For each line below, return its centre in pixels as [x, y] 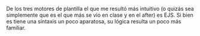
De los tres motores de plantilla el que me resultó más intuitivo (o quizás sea [100, 9]
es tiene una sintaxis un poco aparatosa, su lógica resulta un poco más [94, 21]
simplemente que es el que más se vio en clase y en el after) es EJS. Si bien [100, 15]
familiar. [16, 28]
